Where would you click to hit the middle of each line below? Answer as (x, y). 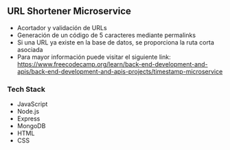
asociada (30, 49)
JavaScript (32, 104)
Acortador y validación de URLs (62, 27)
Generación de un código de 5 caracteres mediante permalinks (106, 35)
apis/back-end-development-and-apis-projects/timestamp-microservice (120, 71)
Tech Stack (26, 89)
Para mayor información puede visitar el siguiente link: (94, 57)
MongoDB (31, 126)
